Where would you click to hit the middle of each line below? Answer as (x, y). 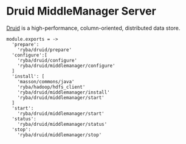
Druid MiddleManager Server (81, 11)
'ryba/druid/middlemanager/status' (62, 124)
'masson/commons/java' (46, 81)
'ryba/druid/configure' (47, 60)
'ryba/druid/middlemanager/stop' (60, 135)
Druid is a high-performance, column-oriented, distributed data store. (93, 28)
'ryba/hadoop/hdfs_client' (51, 87)
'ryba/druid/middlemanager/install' (64, 92)
